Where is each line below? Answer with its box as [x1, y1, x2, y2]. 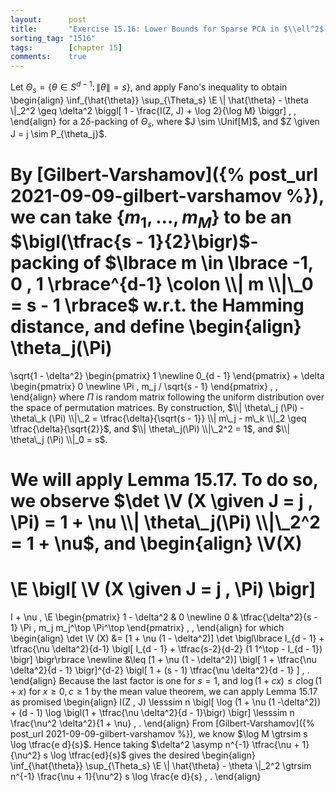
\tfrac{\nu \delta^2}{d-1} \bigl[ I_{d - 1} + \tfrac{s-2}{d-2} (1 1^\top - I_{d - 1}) [10, 643, 323, 655]
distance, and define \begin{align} [10, 316, 302, 338]
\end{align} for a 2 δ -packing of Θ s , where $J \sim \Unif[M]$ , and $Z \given [10, 115, 320, 130]
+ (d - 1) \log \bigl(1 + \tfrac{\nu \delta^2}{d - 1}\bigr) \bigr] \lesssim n [10, 707, 295, 719]
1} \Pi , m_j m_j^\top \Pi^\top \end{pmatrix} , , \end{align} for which [10, 622, 285, 634]
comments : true [10, 52, 87, 62]
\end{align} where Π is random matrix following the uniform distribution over [10, 391, 325, 403]
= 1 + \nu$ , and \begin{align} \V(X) [10, 532, 303, 555]
